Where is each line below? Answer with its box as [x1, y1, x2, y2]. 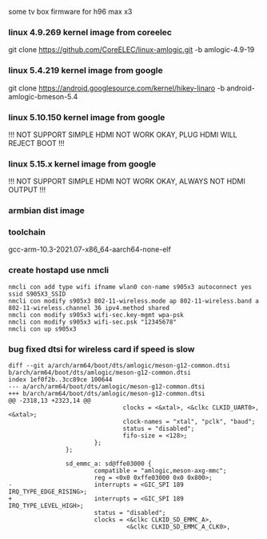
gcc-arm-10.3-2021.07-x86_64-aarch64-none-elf [8, 244, 172, 255]
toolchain [8, 227, 46, 238]
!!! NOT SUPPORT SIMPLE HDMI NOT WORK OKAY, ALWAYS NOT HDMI [8, 176, 246, 187]
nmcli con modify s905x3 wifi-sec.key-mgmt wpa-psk [8, 311, 184, 319]
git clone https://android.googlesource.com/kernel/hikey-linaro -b [8, 83, 225, 93]
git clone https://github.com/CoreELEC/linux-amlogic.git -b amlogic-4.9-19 [8, 45, 255, 54]
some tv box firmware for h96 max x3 [8, 7, 133, 16]
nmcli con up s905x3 [8, 324, 78, 333]
